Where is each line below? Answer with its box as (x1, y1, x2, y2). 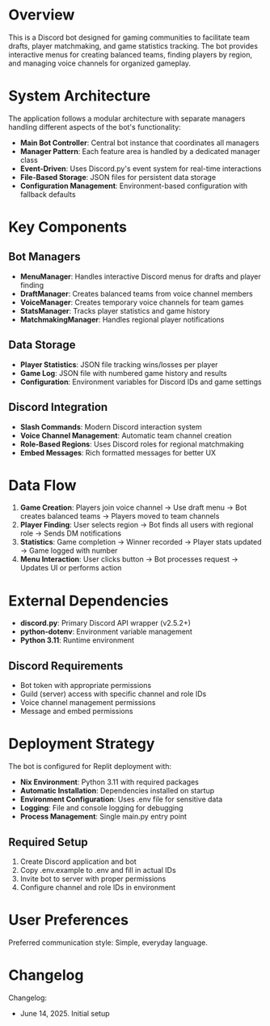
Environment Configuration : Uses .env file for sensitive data (19, 794, 223, 804)
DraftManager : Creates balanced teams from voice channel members (19, 289, 253, 298)
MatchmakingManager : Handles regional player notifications (19, 314, 225, 324)
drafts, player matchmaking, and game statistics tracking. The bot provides (8, 41, 259, 50)
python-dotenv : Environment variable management (19, 626, 192, 637)
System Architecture (8, 87, 151, 105)
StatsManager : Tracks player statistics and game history (19, 306, 210, 315)
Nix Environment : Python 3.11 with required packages (19, 777, 200, 787)
